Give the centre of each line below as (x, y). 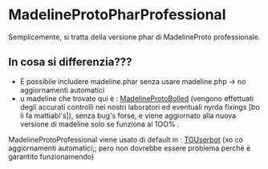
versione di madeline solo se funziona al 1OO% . (99, 124)
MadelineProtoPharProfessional (117, 15)
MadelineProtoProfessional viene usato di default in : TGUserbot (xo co (126, 139)
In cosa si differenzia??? (70, 62)
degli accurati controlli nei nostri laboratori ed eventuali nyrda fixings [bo (140, 107)
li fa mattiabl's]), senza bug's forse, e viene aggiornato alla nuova (128, 115)
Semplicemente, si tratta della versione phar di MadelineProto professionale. (134, 37)
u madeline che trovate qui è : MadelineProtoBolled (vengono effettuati (137, 99)
